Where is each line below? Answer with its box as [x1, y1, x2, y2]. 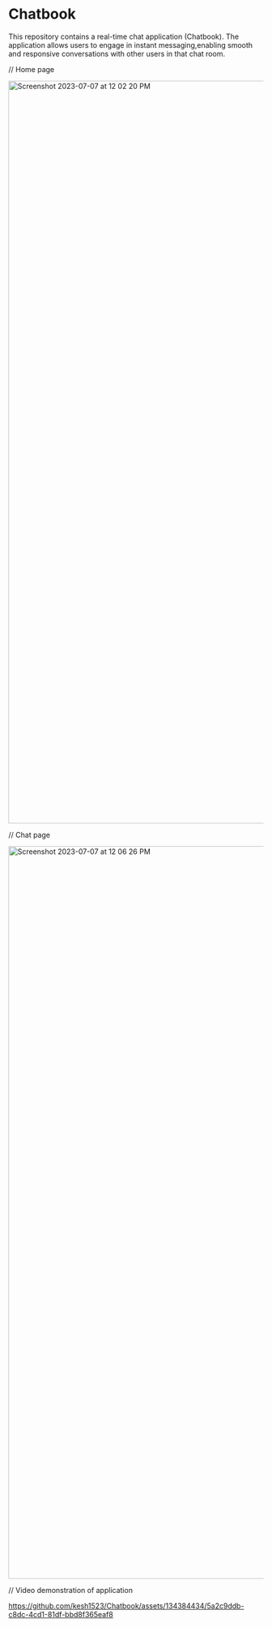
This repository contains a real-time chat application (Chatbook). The [8, 32, 240, 41]
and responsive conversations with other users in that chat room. [8, 49, 225, 58]
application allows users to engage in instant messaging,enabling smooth [8, 40, 253, 49]
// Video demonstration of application [8, 1585, 134, 1595]
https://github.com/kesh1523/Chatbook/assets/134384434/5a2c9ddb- [8, 1600, 244, 1611]
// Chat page [8, 830, 51, 839]
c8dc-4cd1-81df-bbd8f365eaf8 [8, 1609, 113, 1619]
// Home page [8, 64, 55, 74]
